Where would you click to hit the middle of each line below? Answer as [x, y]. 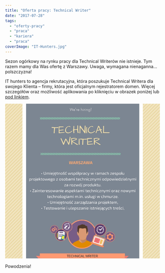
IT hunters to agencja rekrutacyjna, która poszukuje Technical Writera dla [79, 81]
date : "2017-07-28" [25, 15]
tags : [11, 21]
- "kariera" [22, 36]
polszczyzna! [18, 72]
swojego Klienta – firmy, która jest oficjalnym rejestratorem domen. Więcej [80, 86]
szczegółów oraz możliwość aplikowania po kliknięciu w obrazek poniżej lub [82, 91]
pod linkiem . [18, 97]
